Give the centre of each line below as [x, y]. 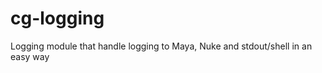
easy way [30, 56]
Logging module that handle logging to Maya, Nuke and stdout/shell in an [161, 46]
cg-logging [57, 18]
